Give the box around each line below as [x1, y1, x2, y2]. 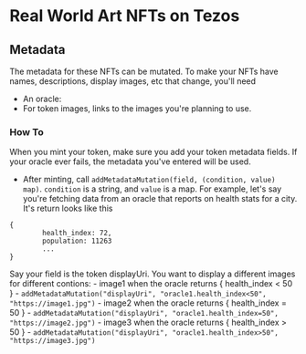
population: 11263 [42, 236, 112, 246]
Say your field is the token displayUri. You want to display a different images [9, 268, 296, 279]
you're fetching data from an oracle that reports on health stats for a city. [22, 193, 298, 204]
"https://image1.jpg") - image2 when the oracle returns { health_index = [9, 297, 288, 308]
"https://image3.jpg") [9, 337, 96, 346]
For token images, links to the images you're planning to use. [22, 103, 252, 114]
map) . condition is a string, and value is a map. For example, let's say [22, 183, 282, 194]
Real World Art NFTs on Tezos [9, 5, 240, 26]
